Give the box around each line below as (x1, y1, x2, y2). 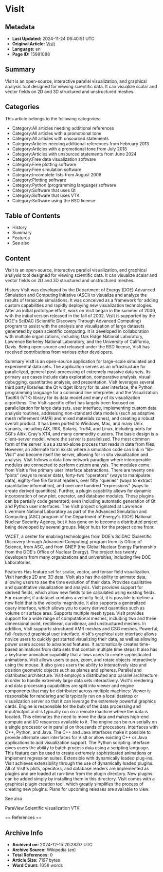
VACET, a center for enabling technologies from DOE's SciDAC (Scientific (5, 533, 152, 539)
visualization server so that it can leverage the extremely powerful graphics (5, 698, 156, 704)
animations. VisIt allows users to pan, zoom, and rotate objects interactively (5, 657, 157, 663)
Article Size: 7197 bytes (12, 857, 60, 863)
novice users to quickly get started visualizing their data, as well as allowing (5, 636, 157, 642)
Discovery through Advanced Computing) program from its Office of (5, 539, 142, 545)
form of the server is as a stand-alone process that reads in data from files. (5, 441, 156, 447)
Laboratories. (5, 559, 32, 566)
